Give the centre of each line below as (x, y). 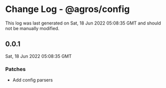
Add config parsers (33, 80)
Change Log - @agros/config (68, 9)
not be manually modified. (32, 28)
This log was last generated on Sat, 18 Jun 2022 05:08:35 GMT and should (83, 23)
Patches (16, 69)
